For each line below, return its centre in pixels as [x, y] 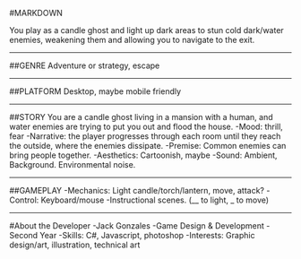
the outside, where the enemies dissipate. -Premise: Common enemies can [148, 146]
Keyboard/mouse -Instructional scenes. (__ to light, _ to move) [155, 200]
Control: [24, 200]
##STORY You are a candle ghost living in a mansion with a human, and [141, 117]
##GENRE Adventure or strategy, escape [85, 65]
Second [24, 235]
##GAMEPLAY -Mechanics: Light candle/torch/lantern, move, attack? [137, 190]
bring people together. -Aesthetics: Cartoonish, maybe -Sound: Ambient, [143, 155]
